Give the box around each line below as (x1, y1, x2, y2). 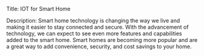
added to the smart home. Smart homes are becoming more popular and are (6, 37, 198, 43)
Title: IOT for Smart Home (6, 5, 71, 12)
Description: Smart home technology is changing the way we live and (6, 17, 180, 24)
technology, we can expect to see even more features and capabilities (6, 30, 183, 37)
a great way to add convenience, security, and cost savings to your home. (6, 43, 192, 50)
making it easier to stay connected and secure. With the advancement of (6, 24, 189, 30)
